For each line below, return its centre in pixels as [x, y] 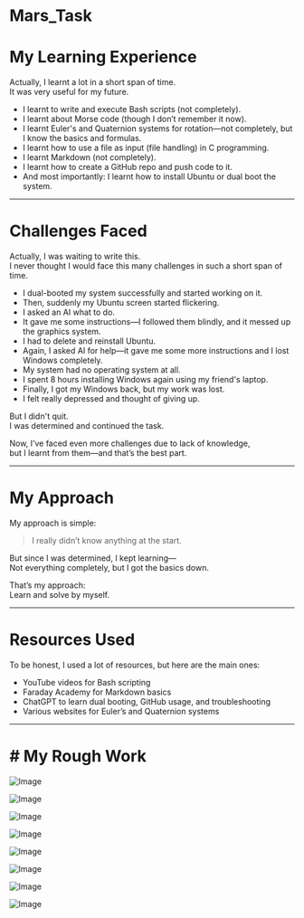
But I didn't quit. [39, 416]
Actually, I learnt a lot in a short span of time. [93, 82]
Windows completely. [62, 360]
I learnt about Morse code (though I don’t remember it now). [134, 119]
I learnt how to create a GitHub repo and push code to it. [128, 167]
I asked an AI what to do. [69, 312]
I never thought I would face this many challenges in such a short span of [146, 266]
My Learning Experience [103, 57]
